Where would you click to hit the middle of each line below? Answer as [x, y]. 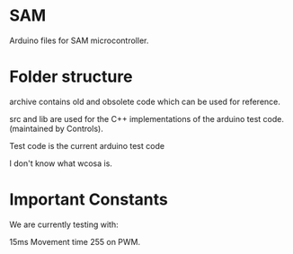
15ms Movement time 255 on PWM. [75, 241]
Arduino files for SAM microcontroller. [79, 40]
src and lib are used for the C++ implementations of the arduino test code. [147, 118]
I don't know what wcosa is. [61, 163]
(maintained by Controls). [56, 128]
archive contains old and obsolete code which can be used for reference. [145, 101]
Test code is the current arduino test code [87, 145]
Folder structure [71, 77]
